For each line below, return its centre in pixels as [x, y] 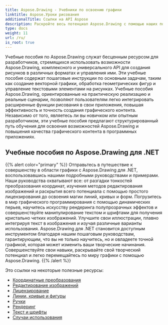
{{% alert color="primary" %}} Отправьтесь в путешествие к [69, 165]
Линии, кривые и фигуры [39, 296]
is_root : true [20, 43]
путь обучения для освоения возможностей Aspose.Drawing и [72, 126]
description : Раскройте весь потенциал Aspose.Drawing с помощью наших [81, 24]
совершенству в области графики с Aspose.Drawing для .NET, [71, 170]
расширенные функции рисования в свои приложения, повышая [74, 105]
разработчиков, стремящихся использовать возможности [68, 62]
